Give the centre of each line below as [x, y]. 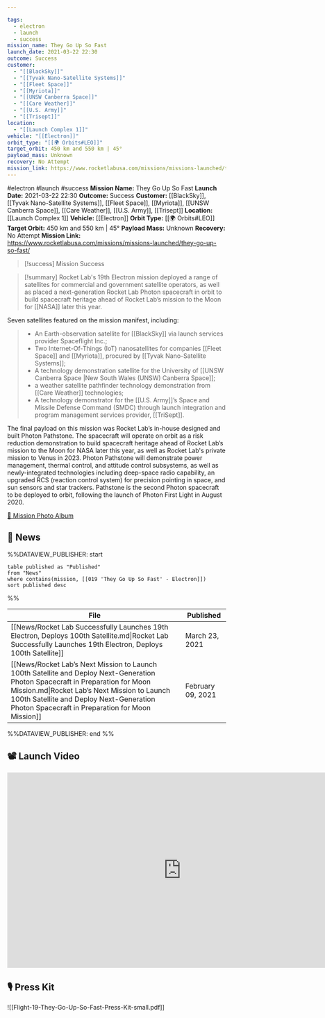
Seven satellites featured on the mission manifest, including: [93, 320]
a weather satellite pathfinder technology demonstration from [122, 385]
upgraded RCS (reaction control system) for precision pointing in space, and [116, 479]
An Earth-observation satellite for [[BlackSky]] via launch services [129, 334]
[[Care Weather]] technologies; [79, 393]
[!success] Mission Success [64, 263]
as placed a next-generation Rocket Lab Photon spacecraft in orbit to [123, 292]
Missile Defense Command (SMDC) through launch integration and [130, 407]
